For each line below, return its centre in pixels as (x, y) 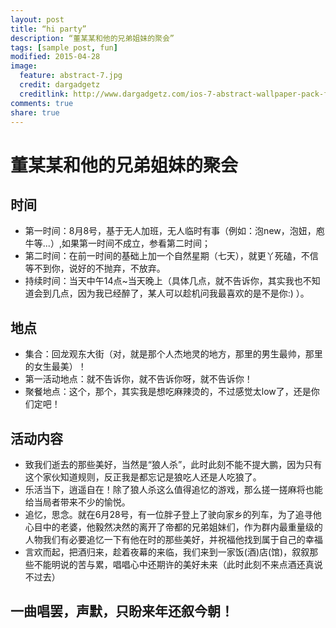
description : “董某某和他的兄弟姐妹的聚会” (92, 38)
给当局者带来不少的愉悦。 (77, 502)
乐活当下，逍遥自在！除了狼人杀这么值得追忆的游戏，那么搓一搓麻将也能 (173, 489)
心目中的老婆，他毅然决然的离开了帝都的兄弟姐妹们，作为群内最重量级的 (173, 527)
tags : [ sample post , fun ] (64, 47)
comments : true (42, 103)
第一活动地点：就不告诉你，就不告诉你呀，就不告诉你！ (138, 379)
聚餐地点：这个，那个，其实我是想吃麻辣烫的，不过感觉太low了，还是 (168, 392)
